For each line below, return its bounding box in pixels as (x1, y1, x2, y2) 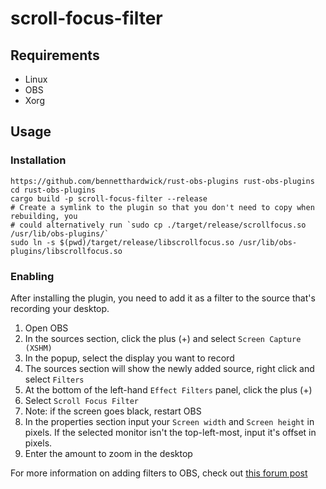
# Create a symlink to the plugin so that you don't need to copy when (10, 202, 315, 212)
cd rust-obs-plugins (10, 185, 97, 195)
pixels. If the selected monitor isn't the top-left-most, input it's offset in (24, 426, 317, 438)
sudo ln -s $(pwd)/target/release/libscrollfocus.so (10, 237, 235, 247)
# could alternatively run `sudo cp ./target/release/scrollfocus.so (10, 220, 307, 230)
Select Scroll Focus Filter (24, 394, 140, 406)
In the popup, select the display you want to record (24, 352, 235, 364)
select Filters (24, 373, 85, 385)
